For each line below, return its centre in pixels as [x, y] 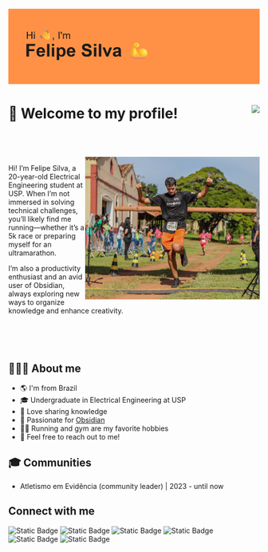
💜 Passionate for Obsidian [62, 420]
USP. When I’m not [39, 194]
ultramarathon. [33, 253]
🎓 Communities [50, 463]
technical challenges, [43, 211]
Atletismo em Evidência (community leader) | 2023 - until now [122, 486]
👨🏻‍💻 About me [45, 368]
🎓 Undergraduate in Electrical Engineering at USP [102, 400]
